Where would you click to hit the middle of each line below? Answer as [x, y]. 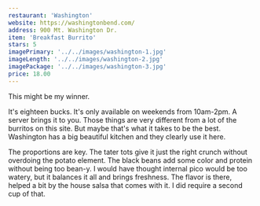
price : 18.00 [29, 74]
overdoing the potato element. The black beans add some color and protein [130, 160]
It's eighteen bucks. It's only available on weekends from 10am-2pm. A [123, 112]
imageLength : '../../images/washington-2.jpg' [86, 60]
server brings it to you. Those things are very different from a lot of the [123, 120]
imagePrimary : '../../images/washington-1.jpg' [88, 52]
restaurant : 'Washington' [50, 15]
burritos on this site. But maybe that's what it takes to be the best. [115, 128]
